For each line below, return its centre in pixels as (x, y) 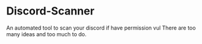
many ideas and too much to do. (46, 34)
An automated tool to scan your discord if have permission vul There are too (101, 28)
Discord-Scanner (50, 11)
